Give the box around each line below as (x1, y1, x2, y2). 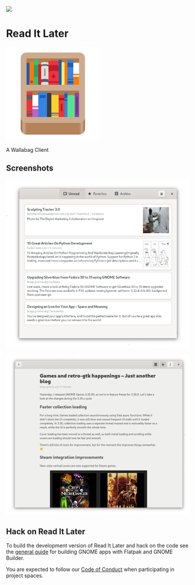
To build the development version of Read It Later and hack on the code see (6, 542, 189, 549)
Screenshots (6, 164, 54, 174)
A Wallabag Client (6, 146, 49, 153)
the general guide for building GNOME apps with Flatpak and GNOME (6, 548, 173, 556)
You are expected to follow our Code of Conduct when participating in (6, 566, 175, 573)
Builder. (6, 555, 25, 562)
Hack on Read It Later (6, 526, 86, 536)
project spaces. (6, 572, 44, 579)
